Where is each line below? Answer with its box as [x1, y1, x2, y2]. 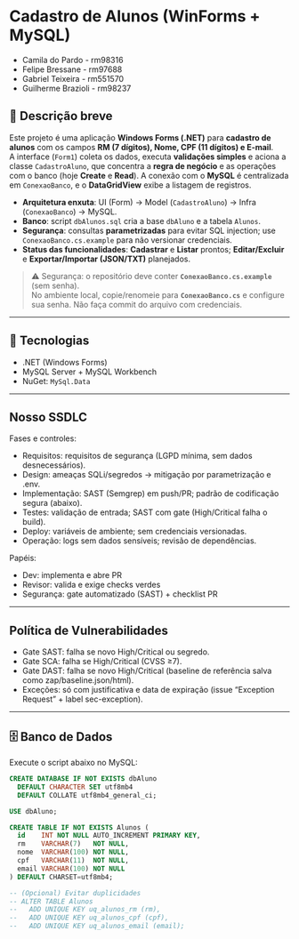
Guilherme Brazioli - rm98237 [21, 83, 132, 93]
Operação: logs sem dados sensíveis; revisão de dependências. [21, 535, 257, 546]
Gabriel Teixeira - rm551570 [21, 73, 125, 84]
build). [21, 517, 46, 527]
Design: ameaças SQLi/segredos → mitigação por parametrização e [21, 469, 271, 480]
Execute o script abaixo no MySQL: [9, 758, 138, 767]
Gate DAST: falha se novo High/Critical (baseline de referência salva [21, 665, 272, 677]
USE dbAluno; [9, 807, 58, 815]
